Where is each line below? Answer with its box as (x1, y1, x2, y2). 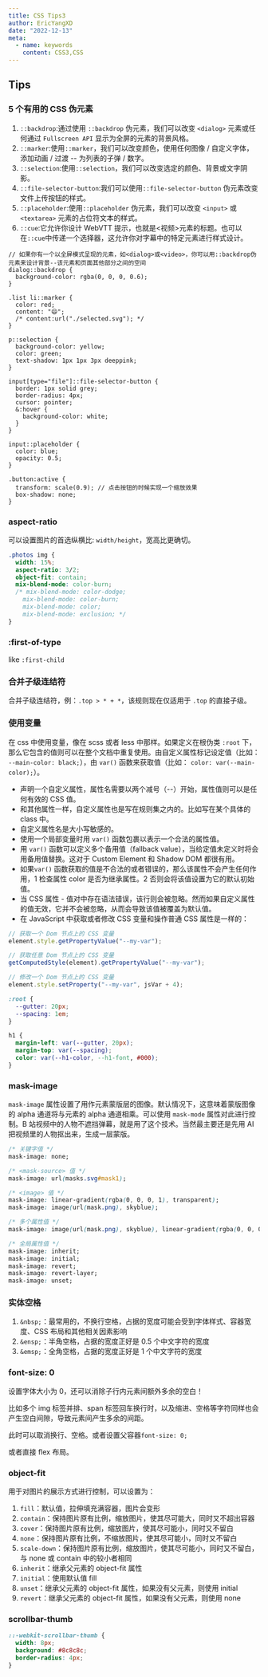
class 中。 (19, 814, 53, 824)
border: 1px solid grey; (15, 384, 98, 392)
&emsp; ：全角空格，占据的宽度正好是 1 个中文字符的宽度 (19, 1347, 203, 1356)
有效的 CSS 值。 (26, 794, 81, 804)
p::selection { (8, 336, 59, 344)
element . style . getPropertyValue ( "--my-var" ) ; (8, 937, 162, 945)
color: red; (15, 301, 56, 309)
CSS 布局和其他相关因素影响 (33, 1327, 128, 1336)
